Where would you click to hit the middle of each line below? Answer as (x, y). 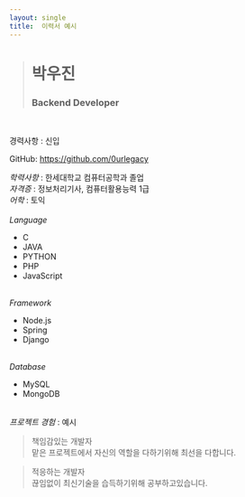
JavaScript (42, 276)
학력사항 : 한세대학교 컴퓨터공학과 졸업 (77, 177)
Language (28, 220)
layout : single (38, 18)
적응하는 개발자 (58, 472)
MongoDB (41, 393)
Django (36, 339)
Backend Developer (75, 102)
